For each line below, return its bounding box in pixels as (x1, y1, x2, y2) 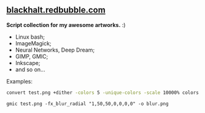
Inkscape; (15, 59, 41, 66)
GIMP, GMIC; (15, 52, 48, 60)
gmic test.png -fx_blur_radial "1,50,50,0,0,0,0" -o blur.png (6, 101, 169, 107)
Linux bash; (15, 33, 45, 41)
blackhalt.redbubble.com (6, 5, 106, 15)
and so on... (15, 66, 45, 73)
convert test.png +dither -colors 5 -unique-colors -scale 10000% (6, 89, 180, 96)
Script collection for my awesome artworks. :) (6, 21, 126, 28)
